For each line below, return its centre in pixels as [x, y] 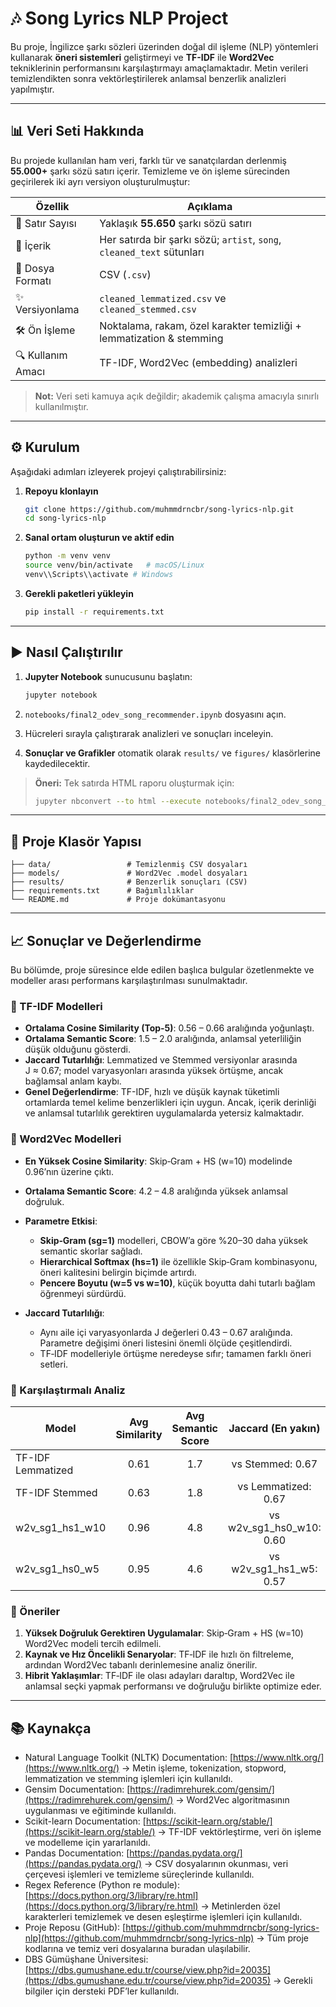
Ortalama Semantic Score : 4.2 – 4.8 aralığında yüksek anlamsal [156, 1191]
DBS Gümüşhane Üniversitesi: [86, 1959]
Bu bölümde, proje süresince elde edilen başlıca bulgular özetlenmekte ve [162, 970]
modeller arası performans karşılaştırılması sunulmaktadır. [129, 980]
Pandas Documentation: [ [77, 1853]
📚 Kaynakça [51, 1728]
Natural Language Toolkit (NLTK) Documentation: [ [129, 1757]
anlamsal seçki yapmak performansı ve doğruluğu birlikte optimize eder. [173, 1686]
